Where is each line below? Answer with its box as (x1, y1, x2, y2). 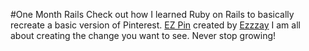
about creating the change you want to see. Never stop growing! (10, 30, 277, 41)
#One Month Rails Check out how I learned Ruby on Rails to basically (10, 9, 295, 20)
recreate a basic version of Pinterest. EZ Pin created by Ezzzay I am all (10, 19, 301, 31)
